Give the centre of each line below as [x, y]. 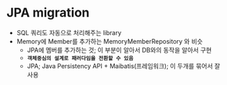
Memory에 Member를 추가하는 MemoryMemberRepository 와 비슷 [110, 41]
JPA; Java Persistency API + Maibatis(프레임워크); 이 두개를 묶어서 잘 [124, 66]
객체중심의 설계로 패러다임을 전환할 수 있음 [80, 58]
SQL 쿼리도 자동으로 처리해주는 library [69, 32]
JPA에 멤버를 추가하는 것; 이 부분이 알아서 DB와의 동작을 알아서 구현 [119, 50]
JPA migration [48, 13]
